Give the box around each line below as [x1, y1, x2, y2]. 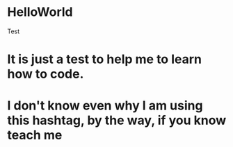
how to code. [7, 67, 84, 82]
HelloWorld [7, 4, 73, 20]
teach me [7, 128, 63, 143]
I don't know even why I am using [7, 98, 203, 114]
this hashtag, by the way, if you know [7, 112, 227, 128]
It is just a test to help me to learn [7, 51, 202, 67]
